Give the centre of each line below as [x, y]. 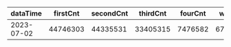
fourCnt [193, 13]
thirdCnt [153, 13]
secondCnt [110, 13]
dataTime [26, 13]
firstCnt [67, 13]
